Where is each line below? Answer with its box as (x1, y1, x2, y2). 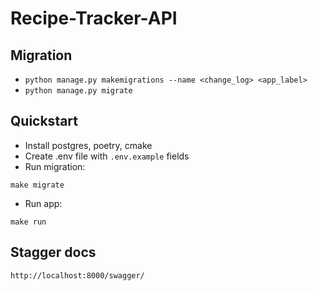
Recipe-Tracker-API (10, 7, 178, 30)
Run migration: (24, 160, 86, 172)
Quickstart (10, 113, 79, 130)
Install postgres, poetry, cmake (24, 139, 153, 151)
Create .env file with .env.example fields (24, 150, 190, 162)
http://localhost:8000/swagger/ (10, 270, 145, 281)
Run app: (24, 197, 63, 209)
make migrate (10, 180, 65, 190)
